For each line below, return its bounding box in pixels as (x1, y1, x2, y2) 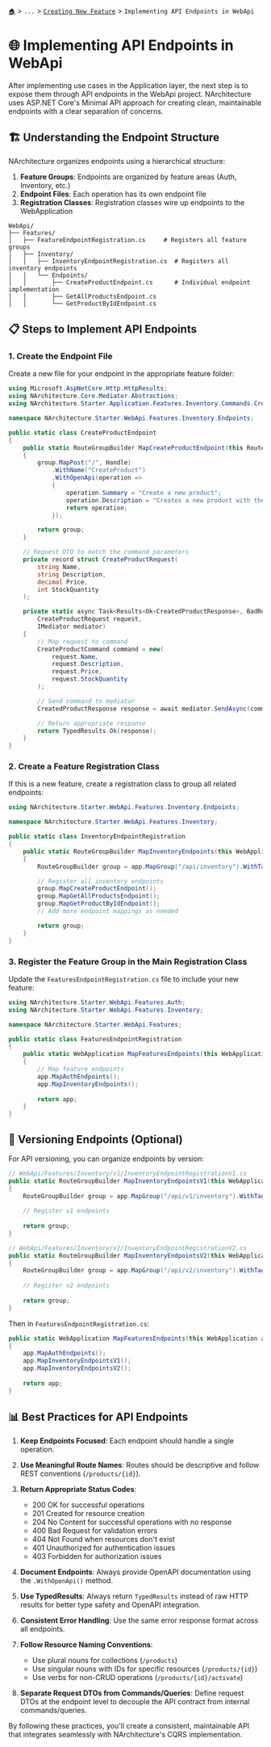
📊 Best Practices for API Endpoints (8, 1410, 188, 1424)
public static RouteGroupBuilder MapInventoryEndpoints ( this (23, 847, 232, 856)
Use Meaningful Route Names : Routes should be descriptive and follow (19, 1460, 260, 1469)
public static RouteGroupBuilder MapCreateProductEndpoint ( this (23, 443, 244, 452)
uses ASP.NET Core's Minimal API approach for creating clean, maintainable (8, 98, 262, 107)
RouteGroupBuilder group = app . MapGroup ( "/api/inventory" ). (37, 862, 244, 870)
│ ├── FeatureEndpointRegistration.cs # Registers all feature (8, 236, 248, 244)
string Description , (37, 570, 106, 579)
